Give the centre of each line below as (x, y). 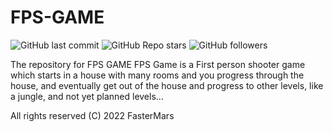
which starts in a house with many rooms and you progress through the (157, 75)
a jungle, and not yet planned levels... (87, 96)
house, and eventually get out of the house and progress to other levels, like (167, 85)
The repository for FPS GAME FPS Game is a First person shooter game (158, 64)
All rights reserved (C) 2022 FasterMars (92, 115)
